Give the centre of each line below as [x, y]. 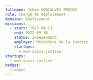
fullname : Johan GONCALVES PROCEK [41, 10]
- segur [18, 70]
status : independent [35, 38]
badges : [13, 65]
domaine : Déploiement [28, 19]
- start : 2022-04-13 [31, 28]
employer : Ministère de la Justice [51, 42]
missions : [15, 24]
